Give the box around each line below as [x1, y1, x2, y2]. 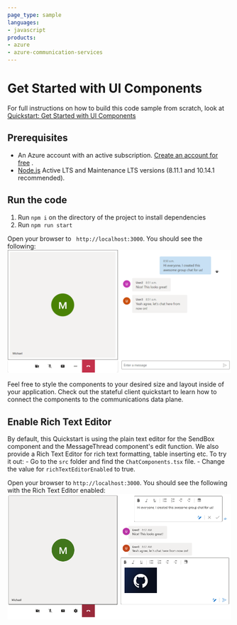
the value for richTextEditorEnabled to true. [7, 464, 136, 473]
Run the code [7, 194, 67, 206]
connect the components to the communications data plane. [7, 395, 184, 404]
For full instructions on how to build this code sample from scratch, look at [7, 104, 225, 112]
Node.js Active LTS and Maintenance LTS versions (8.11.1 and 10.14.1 [17, 165, 215, 174]
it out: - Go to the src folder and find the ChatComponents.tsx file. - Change [7, 457, 225, 465]
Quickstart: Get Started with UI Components [7, 111, 136, 120]
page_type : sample [7, 11, 62, 18]
